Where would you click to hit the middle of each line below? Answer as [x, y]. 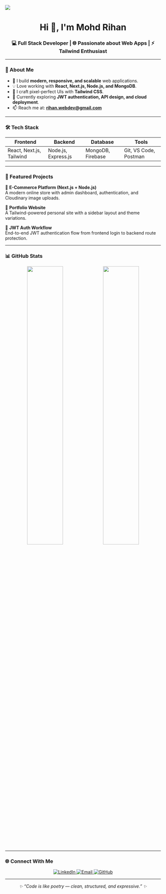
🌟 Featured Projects [29, 177]
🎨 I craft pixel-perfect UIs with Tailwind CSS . [58, 91]
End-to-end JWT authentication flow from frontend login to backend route [81, 233]
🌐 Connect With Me [29, 861]
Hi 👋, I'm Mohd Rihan [83, 28]
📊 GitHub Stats [24, 256]
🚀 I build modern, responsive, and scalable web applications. [75, 81]
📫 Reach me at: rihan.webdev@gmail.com [57, 108]
